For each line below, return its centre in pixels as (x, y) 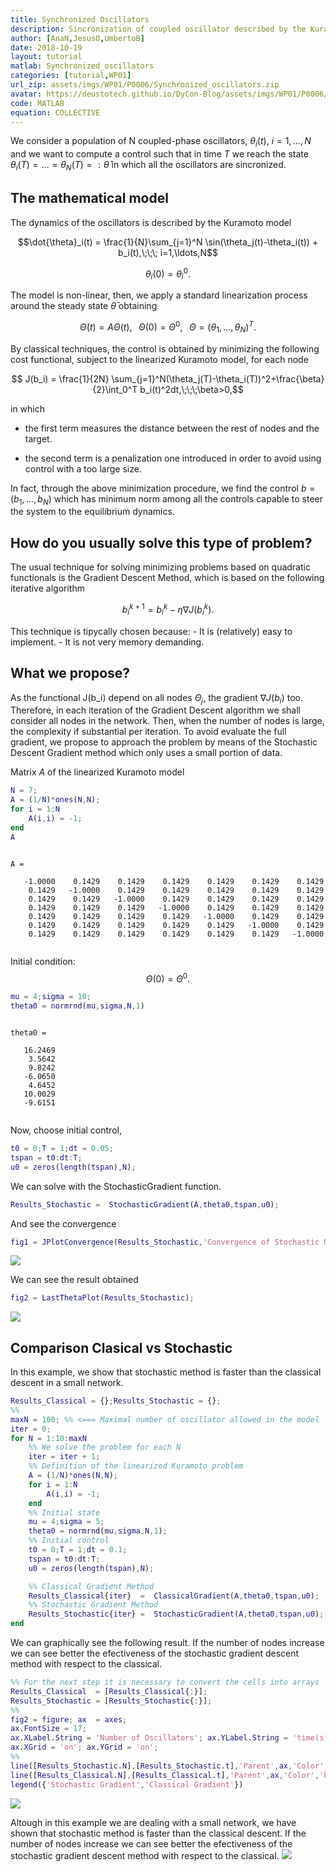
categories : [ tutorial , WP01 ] (71, 76)
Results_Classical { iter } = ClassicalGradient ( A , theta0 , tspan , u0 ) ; (174, 1596)
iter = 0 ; (31, 1429)
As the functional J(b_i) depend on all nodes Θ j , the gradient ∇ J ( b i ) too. (156, 698)
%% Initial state (64, 1512)
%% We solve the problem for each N (105, 1447)
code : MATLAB (37, 103)
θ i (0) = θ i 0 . (168, 274)
